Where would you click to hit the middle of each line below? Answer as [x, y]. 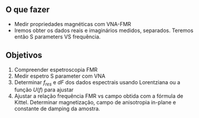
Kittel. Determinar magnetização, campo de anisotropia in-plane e [95, 103]
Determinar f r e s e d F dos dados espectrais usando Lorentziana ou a [97, 83]
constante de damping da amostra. [57, 109]
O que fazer [28, 10]
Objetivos [24, 55]
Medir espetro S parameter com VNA [60, 76]
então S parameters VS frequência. [57, 36]
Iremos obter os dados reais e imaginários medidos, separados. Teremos [104, 30]
